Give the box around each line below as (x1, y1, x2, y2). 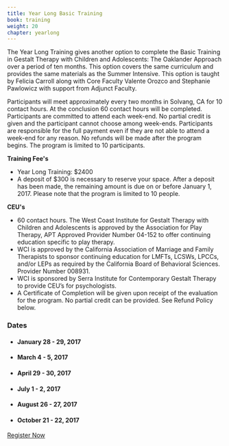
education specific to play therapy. (16, 238, 115, 247)
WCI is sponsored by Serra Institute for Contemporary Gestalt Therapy (16, 275, 217, 283)
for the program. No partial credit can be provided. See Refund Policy (16, 296, 214, 305)
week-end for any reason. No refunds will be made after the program (7, 134, 202, 143)
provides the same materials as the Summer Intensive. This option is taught (7, 70, 219, 78)
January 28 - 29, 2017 (16, 337, 81, 346)
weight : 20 (7, 23, 38, 29)
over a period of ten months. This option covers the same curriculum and (7, 62, 214, 71)
